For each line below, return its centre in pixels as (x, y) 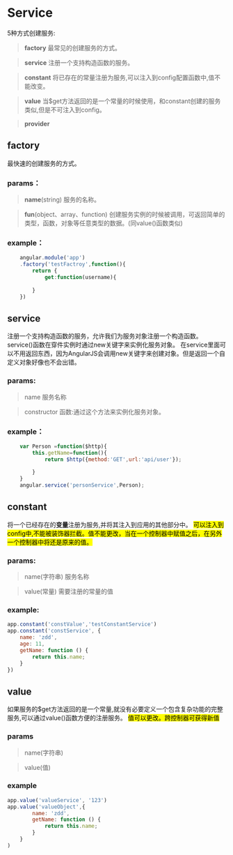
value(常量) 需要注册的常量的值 (69, 591)
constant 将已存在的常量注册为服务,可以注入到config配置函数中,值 (119, 77)
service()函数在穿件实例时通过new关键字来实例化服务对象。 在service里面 (114, 345)
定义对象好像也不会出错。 (44, 362)
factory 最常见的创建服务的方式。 (73, 47)
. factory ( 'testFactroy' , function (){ (73, 264)
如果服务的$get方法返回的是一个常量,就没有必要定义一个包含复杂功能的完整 (115, 709)
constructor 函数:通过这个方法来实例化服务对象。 (95, 411)
